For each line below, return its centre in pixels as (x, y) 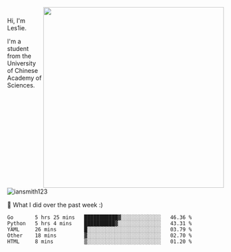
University (22, 63)
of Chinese (23, 70)
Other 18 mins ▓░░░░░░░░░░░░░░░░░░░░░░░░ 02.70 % (100, 235)
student (18, 48)
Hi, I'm (16, 21)
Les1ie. (17, 28)
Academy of (24, 78)
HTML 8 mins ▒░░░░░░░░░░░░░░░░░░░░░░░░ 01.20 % (100, 242)
